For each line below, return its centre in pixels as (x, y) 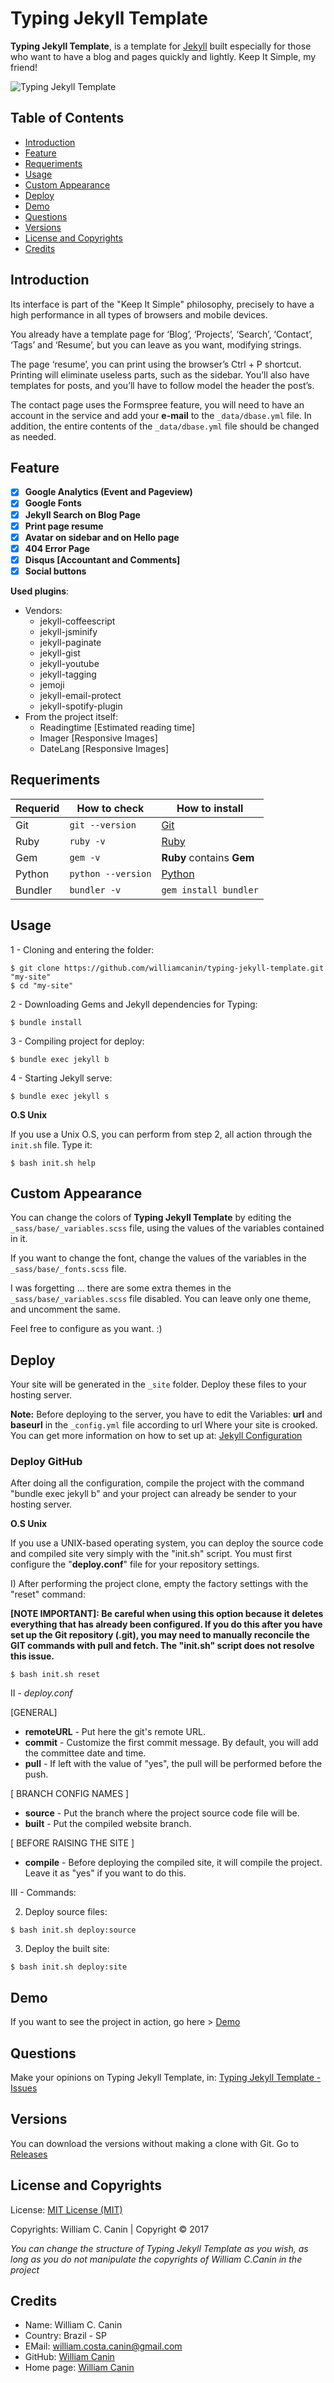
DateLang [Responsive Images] (104, 748)
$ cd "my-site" (42, 985)
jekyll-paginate (70, 642)
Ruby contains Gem (208, 857)
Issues (24, 2088)
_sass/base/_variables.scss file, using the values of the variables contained (167, 1228)
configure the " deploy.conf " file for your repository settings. (135, 1564)
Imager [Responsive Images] (98, 738)
